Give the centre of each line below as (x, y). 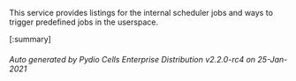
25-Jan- (273, 59)
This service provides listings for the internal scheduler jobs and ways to (141, 13)
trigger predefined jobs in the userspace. (84, 22)
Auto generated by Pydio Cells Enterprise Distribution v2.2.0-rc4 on (133, 59)
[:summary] (30, 39)
